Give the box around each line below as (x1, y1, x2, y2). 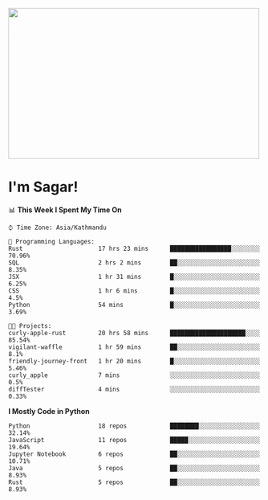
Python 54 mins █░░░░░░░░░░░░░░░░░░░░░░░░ (8, 301, 261, 309)
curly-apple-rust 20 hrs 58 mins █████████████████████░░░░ (8, 329, 261, 337)
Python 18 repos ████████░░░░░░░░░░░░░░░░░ (8, 422, 261, 430)
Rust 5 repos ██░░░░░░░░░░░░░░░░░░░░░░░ (8, 478, 261, 486)
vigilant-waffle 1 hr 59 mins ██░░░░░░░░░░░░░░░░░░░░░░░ (8, 342, 261, 351)
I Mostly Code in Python (8, 406, 90, 416)
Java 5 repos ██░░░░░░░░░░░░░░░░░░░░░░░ (8, 464, 261, 472)
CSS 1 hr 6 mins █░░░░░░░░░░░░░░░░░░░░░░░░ (8, 286, 261, 295)
